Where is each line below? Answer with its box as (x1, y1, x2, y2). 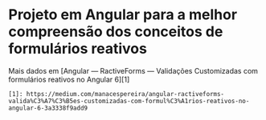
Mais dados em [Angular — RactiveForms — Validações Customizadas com (8, 66, 259, 75)
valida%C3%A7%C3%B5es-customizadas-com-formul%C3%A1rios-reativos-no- (8, 97, 250, 105)
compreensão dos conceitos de (8, 22, 223, 41)
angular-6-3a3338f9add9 (8, 104, 88, 112)
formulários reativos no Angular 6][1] (8, 74, 130, 84)
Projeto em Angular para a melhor (8, 6, 238, 24)
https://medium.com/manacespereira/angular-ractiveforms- (26, 90, 225, 98)
